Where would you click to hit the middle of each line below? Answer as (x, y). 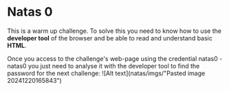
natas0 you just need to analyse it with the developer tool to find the (103, 66)
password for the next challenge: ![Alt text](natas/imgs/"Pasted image (106, 73)
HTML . (17, 45)
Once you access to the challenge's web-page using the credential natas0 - (115, 58)
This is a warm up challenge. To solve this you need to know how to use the (115, 31)
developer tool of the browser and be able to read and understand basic (110, 38)
